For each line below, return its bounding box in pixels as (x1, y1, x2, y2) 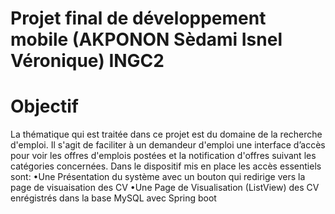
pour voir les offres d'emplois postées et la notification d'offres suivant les (10, 150, 317, 162)
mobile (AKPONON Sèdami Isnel (10, 28, 283, 51)
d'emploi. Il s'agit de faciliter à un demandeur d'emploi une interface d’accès (10, 139, 326, 151)
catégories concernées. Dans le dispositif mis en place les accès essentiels (10, 160, 322, 172)
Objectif (10, 95, 79, 118)
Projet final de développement (10, 7, 267, 30)
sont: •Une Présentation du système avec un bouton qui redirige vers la (10, 171, 306, 183)
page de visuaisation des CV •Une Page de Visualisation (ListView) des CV (10, 182, 320, 194)
